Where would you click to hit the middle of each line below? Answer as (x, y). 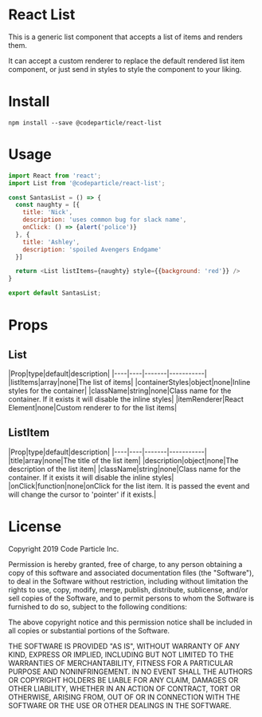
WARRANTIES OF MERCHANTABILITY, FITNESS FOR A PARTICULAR (121, 663)
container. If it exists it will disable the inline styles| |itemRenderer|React (126, 399)
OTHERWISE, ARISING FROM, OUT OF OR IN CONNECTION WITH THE (124, 697)
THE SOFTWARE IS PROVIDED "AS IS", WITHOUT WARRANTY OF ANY (124, 646)
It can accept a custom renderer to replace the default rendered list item (127, 61)
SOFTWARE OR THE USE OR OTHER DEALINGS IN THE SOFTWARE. (120, 705)
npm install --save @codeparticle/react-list (85, 123)
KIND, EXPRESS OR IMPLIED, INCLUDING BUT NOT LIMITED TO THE (121, 654)
